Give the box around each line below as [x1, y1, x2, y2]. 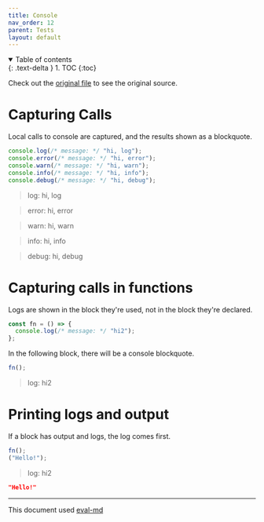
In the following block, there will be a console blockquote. [8, 349, 195, 358]
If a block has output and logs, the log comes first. [8, 431, 171, 440]
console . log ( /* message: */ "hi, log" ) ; [8, 147, 143, 155]
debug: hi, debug [27, 251, 83, 261]
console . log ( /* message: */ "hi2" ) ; [15, 327, 135, 335]
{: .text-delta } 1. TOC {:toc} [8, 64, 97, 73]
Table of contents [15, 55, 72, 64]
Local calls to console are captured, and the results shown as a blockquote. [8, 132, 253, 141]
